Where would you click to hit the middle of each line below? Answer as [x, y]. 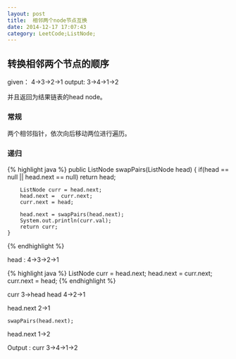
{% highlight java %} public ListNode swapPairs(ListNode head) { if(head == [118, 169]
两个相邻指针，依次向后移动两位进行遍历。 [69, 134]
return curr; [39, 227]
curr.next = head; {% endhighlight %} [62, 281]
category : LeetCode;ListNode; [52, 33]
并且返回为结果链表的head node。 [57, 97]
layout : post [26, 14]
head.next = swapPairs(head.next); [72, 214]
